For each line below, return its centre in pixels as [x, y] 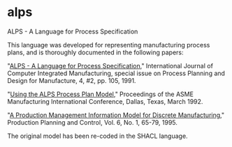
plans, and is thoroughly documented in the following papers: [95, 52]
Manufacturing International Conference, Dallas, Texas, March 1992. [105, 101]
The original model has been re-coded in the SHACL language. [97, 136]
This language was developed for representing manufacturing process [109, 45]
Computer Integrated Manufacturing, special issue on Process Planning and [116, 73]
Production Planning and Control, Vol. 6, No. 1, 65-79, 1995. [93, 122]
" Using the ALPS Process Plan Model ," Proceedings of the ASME [101, 94]
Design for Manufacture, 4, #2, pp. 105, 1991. [72, 80]
